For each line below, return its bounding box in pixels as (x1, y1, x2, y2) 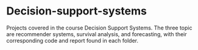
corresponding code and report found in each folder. (6, 37, 139, 44)
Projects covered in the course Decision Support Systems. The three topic (6, 24, 193, 31)
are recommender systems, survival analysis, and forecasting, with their (6, 30, 187, 37)
